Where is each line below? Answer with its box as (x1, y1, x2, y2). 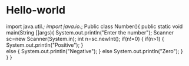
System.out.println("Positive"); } (6, 41, 84, 48)
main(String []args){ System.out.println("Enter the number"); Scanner (6, 29, 174, 36)
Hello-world (6, 4, 66, 17)
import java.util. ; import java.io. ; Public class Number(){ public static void (6, 23, 183, 30)
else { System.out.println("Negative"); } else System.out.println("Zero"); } (6, 47, 184, 54)
